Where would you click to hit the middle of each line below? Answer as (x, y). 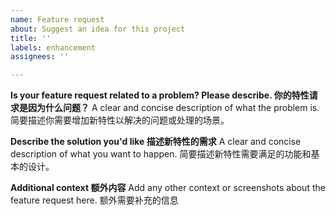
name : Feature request (57, 19)
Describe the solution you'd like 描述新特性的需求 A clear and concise (156, 142)
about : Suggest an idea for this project (98, 29)
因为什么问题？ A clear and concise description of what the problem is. (173, 108)
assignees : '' (40, 57)
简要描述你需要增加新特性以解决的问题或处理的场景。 (120, 120)
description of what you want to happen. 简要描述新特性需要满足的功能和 (161, 154)
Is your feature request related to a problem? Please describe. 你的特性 (160, 95)
